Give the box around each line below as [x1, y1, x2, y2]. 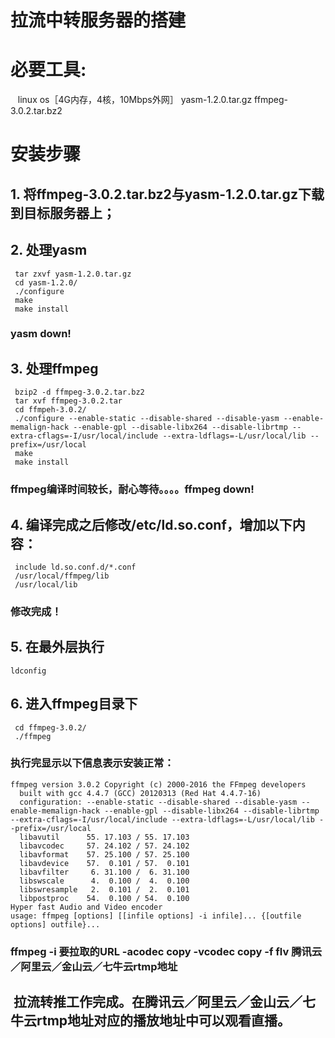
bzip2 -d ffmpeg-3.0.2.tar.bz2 [14, 387, 145, 398]
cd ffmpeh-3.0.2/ [14, 405, 87, 415]
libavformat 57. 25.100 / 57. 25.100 [19, 849, 190, 860]
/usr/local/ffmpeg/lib [14, 571, 110, 581]
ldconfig [10, 666, 47, 676]
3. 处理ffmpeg [10, 360, 99, 377]
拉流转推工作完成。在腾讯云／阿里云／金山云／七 [13, 994, 316, 1011]
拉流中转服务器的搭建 [10, 9, 187, 32]
